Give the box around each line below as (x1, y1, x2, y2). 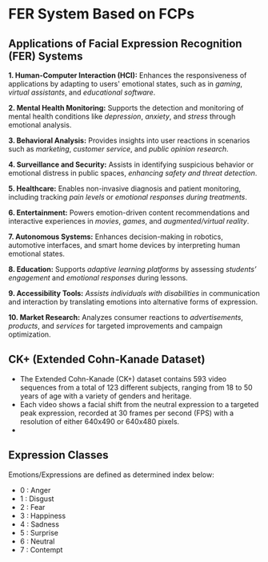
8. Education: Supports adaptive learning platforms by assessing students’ (8, 265, 257, 273)
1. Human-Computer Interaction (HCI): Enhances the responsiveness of (8, 71, 247, 80)
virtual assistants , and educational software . (8, 87, 156, 97)
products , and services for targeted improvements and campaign (8, 321, 223, 330)
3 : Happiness (19, 511, 66, 520)
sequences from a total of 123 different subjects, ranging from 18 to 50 (19, 382, 254, 392)
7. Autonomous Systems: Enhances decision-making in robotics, (8, 232, 224, 241)
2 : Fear (19, 502, 46, 511)
